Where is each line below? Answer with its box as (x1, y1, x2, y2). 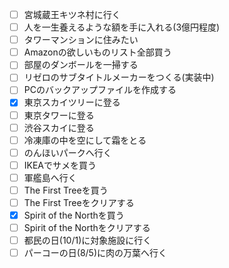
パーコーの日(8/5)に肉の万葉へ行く (23, 247, 168, 259)
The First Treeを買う (23, 184, 109, 196)
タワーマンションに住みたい (23, 34, 139, 46)
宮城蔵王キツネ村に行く (23, 9, 121, 20)
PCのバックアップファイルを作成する (23, 84, 177, 96)
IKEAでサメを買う (23, 159, 97, 171)
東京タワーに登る (23, 109, 95, 121)
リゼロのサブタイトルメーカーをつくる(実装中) (23, 71, 215, 83)
